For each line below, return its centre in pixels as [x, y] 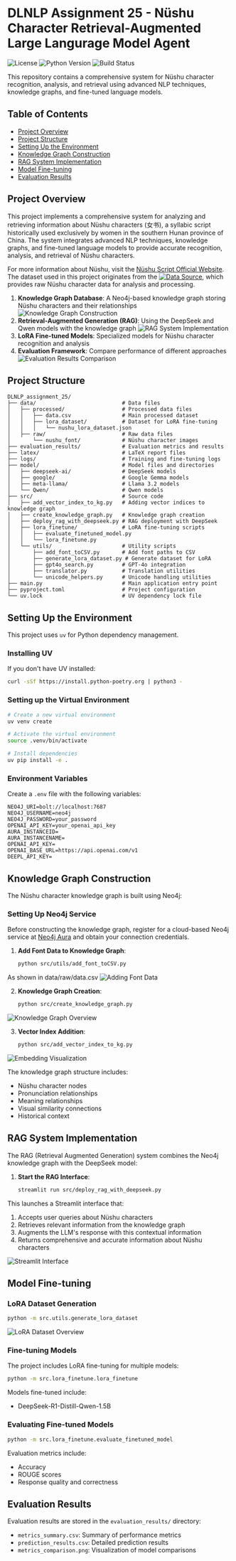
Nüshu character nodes [52, 1085]
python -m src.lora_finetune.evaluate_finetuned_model [90, 1439]
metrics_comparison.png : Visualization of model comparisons [107, 1550]
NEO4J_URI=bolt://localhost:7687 [57, 807]
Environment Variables [48, 778]
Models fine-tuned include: [47, 1393]
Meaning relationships [50, 1100]
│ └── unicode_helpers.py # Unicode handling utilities [109, 577]
